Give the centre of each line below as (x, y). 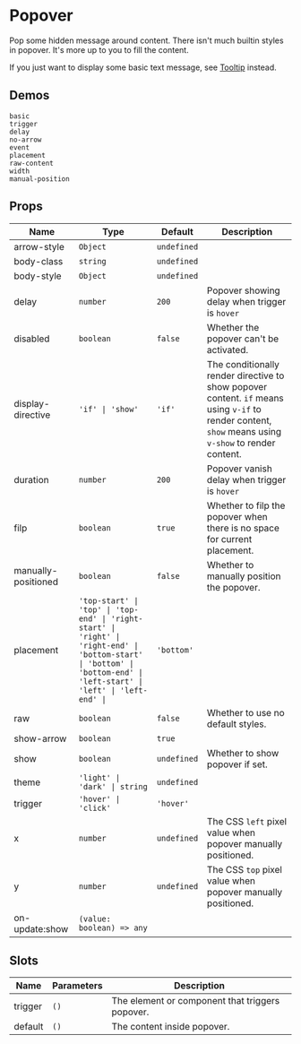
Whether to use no (245, 712)
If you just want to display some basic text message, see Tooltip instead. (143, 67)
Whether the (233, 327)
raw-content (31, 163)
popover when (237, 516)
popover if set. (237, 764)
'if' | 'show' (108, 409)
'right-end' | (108, 645)
